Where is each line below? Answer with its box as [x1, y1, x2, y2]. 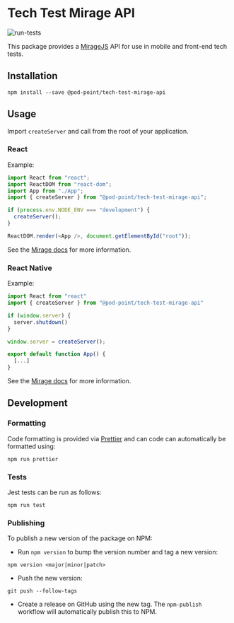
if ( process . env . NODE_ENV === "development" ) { [7, 206, 151, 214]
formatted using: [7, 442, 56, 450]
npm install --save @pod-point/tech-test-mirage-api [7, 88, 166, 96]
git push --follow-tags [7, 588, 78, 595]
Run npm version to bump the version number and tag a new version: [17, 548, 218, 557]
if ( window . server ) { [7, 312, 71, 319]
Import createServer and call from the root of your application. [7, 127, 189, 135]
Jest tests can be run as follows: [7, 488, 102, 496]
